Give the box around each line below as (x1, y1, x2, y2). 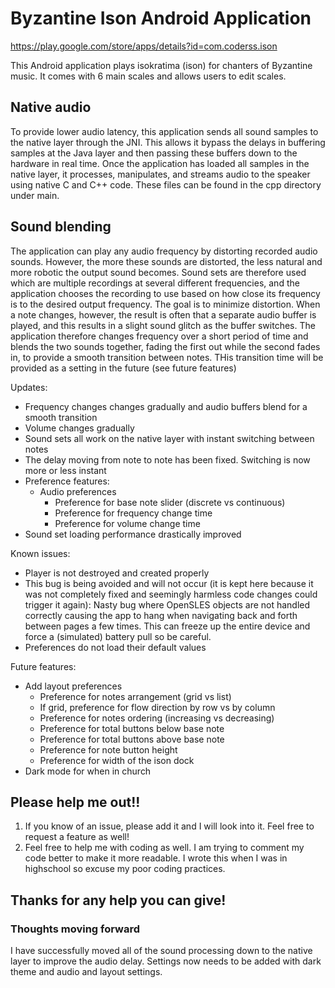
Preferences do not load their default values (24, 641, 207, 653)
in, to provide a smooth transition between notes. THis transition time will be (10, 351, 324, 363)
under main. (10, 189, 60, 201)
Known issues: (10, 547, 71, 559)
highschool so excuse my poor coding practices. (24, 863, 226, 875)
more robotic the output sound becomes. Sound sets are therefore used (10, 266, 307, 278)
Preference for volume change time (54, 517, 201, 529)
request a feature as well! (24, 831, 130, 843)
